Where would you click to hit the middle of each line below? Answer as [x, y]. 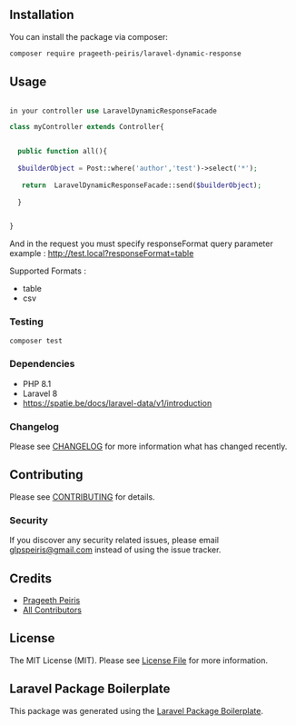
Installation [42, 15]
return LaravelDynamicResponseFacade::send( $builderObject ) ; [141, 185]
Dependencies [42, 364]
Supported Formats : [48, 271]
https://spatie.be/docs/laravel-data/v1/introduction [117, 402]
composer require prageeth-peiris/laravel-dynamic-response [126, 54]
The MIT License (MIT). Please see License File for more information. [138, 660]
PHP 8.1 [37, 383]
